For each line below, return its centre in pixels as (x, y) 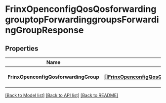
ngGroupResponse (44, 30)
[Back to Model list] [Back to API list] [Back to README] (62, 95)
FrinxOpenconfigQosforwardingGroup (54, 77)
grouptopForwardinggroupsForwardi (82, 20)
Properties (22, 48)
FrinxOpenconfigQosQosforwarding (81, 9)
